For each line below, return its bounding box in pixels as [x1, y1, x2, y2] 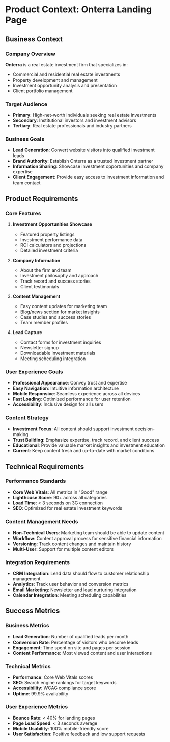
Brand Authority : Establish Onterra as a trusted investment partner [12, 158, 154, 164]
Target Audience [5, 100, 47, 108]
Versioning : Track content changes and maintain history [12, 541, 131, 547]
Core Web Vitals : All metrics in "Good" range [12, 489, 108, 495]
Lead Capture [12, 329, 42, 336]
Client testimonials [20, 284, 60, 290]
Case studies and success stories [20, 314, 91, 320]
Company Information [12, 258, 61, 264]
